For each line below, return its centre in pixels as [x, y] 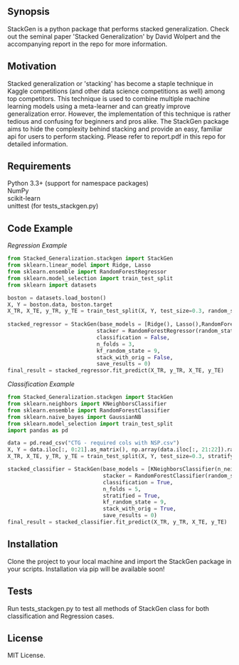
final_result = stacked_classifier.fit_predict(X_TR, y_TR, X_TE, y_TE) [117, 522]
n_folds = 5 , [122, 489]
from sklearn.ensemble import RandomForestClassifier [89, 410]
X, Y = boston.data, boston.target [60, 304]
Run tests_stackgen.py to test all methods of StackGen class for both [108, 608]
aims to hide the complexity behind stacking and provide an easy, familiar [115, 129]
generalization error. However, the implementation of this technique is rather [119, 114]
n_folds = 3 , [116, 344]
